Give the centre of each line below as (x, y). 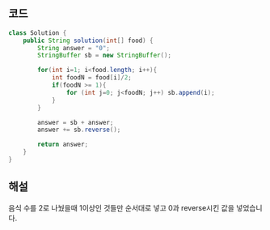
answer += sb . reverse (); (79, 130)
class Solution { (38, 33)
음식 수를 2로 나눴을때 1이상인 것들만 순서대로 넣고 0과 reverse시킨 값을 (121, 207)
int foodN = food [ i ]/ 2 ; (91, 78)
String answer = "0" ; (74, 48)
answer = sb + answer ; (76, 122)
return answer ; (63, 145)
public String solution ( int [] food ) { (88, 40)
